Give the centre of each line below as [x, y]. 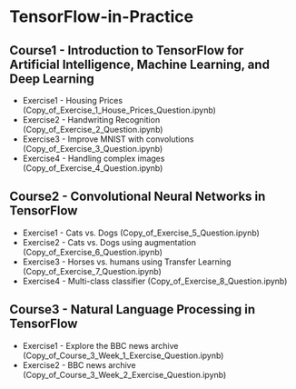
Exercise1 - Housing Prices [73, 100]
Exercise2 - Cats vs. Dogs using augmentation [109, 242]
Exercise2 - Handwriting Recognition [91, 120]
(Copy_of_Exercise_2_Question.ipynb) [93, 130]
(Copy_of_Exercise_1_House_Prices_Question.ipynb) [119, 110]
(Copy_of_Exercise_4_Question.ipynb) [93, 168]
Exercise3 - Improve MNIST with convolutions [108, 139]
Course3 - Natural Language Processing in [133, 309]
